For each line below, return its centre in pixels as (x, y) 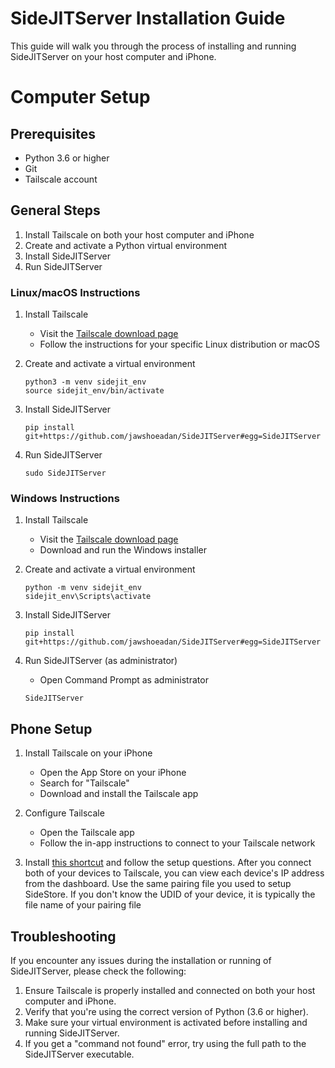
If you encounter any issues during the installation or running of (141, 960)
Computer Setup (80, 97)
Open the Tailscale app (87, 833)
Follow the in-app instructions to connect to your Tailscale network (177, 843)
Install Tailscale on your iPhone (88, 753)
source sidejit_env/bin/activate (94, 391)
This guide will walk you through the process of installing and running (153, 46)
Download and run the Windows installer (123, 550)
